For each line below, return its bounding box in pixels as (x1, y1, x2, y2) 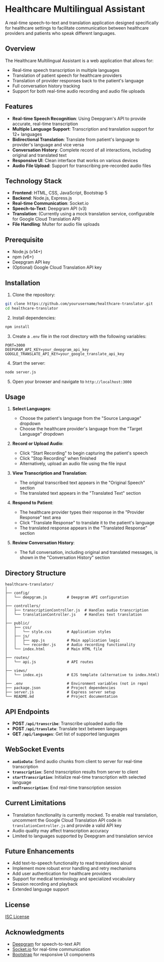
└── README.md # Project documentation (5, 694, 118, 699)
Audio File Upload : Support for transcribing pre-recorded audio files (12, 163, 151, 169)
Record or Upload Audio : (12, 441, 64, 447)
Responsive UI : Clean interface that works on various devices (12, 157, 138, 163)
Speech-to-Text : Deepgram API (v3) (12, 206, 87, 211)
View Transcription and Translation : (12, 470, 88, 476)
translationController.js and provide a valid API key (12, 822, 122, 828)
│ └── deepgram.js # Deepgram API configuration (5, 595, 129, 600)
